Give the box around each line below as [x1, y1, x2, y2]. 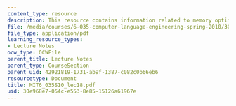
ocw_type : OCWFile [7, 50, 61, 56]
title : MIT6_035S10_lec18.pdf [7, 82, 96, 89]
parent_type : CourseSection [7, 62, 90, 69]
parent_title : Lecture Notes [7, 56, 93, 63]
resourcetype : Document [7, 75, 77, 82]
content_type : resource [7, 10, 77, 17]
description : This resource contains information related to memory [7, 17, 212, 24]
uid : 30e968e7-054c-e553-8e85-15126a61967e [7, 88, 137, 95]
